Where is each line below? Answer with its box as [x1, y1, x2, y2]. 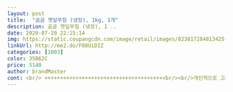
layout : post [7, 10, 45, 17]
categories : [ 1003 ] [7, 49, 64, 56]
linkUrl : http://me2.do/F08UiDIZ [7, 42, 104, 49]
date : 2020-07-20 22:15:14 [7, 29, 85, 37]
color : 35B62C [7, 55, 49, 62]
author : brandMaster [7, 68, 67, 75]
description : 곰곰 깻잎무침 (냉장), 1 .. [7, 23, 117, 30]
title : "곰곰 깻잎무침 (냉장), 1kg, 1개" [7, 17, 119, 24]
